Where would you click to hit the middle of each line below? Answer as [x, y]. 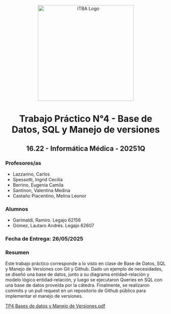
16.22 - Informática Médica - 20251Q [86, 148]
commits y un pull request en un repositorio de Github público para [76, 291]
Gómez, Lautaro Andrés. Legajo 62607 [53, 226]
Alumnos [17, 209]
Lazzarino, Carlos [31, 174]
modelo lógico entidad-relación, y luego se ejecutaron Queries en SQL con [84, 280]
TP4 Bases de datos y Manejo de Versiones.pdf [55, 306]
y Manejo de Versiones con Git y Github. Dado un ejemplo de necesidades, [84, 269]
